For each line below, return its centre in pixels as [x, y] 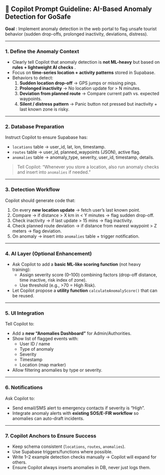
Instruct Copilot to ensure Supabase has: [46, 137]
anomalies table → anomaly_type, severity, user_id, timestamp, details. [83, 157]
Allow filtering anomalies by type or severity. [57, 370]
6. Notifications [24, 388]
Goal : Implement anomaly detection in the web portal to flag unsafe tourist [81, 29]
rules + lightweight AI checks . [44, 68]
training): [21, 270]
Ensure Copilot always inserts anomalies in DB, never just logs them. [81, 467]
